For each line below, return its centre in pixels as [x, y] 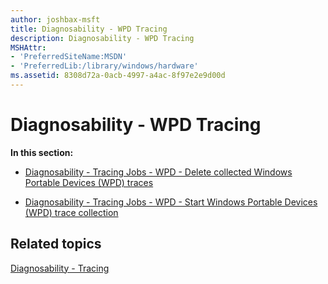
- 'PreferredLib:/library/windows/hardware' [104, 66]
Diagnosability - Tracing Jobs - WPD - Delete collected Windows [158, 172]
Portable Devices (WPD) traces [89, 182]
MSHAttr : [28, 47]
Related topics [56, 244]
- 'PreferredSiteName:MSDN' [69, 57]
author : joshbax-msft [55, 19]
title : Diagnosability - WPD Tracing [89, 29]
